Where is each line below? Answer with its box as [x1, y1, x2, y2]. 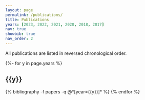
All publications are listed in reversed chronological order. [5, 50, 127, 56]
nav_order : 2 [5, 36, 33, 42]
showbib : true [5, 31, 36, 36]
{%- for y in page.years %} [5, 60, 63, 66]
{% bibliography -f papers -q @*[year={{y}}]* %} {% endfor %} [5, 88, 140, 95]
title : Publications [5, 17, 50, 22]
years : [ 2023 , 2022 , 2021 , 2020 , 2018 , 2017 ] [5, 22, 105, 27]
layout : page [5, 7, 33, 13]
